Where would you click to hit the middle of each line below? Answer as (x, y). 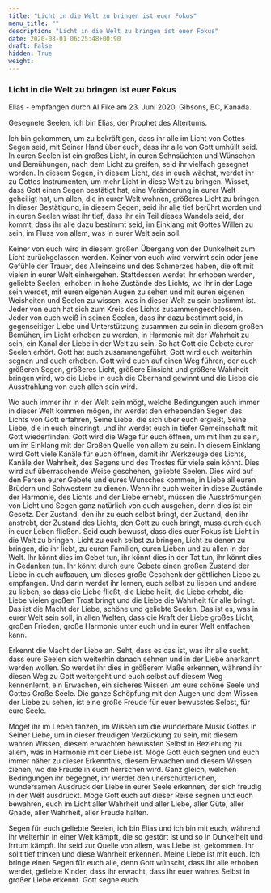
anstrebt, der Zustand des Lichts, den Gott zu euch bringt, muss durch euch (135, 523)
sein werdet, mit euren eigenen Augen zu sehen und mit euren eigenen (127, 292)
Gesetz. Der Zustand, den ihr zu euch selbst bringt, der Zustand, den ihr (128, 515)
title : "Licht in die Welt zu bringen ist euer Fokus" (103, 16)
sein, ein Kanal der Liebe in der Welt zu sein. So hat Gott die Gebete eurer (131, 344)
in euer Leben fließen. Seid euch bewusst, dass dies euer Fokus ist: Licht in (134, 532)
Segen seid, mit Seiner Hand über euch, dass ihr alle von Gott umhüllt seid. (133, 147)
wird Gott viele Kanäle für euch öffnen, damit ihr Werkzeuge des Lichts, (127, 454)
